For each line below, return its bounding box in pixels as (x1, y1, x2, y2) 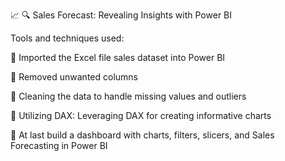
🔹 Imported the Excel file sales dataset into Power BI (10, 52, 226, 63)
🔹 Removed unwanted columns (10, 71, 138, 83)
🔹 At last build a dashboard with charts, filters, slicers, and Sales (10, 129, 275, 141)
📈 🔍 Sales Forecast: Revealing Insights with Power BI (10, 9, 233, 21)
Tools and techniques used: (10, 32, 125, 44)
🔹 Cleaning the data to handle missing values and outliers (10, 90, 247, 102)
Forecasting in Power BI (10, 140, 108, 151)
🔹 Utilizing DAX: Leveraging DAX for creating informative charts (10, 110, 272, 121)
